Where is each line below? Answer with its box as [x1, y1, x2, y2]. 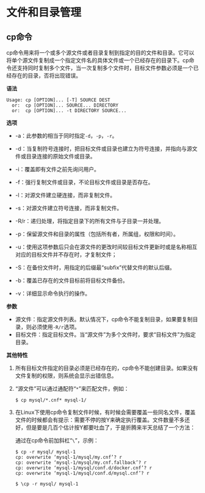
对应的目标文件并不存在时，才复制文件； [15, 251, 117, 258]
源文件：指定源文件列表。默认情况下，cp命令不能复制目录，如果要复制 [15, 316, 193, 323]
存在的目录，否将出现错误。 [11, 72, 81, 79]
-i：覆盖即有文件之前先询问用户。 [15, 166, 99, 172]
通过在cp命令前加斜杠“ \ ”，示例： [15, 437, 99, 444]
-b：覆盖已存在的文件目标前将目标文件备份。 [15, 277, 128, 284]
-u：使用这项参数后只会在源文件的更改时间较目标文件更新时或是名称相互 [15, 243, 198, 250]
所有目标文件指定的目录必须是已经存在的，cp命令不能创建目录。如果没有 [15, 364, 198, 372]
